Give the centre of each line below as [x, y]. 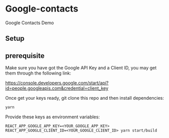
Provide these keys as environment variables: [53, 117]
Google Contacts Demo [30, 23]
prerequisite [25, 56]
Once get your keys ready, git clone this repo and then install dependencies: [85, 98]
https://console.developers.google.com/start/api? [57, 83]
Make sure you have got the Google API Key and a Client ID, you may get [81, 68]
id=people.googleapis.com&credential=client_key [57, 88]
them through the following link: [38, 73]
